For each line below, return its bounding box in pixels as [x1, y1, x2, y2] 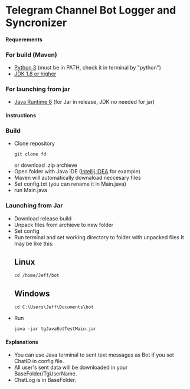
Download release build [14, 215, 72, 222]
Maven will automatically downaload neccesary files [14, 174, 141, 182]
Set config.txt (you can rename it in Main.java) [14, 180, 127, 187]
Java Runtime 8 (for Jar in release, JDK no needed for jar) [14, 98, 155, 106]
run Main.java [14, 187, 48, 194]
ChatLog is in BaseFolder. [14, 377, 77, 384]
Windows [14, 288, 50, 298]
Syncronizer [5, 16, 67, 29]
